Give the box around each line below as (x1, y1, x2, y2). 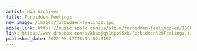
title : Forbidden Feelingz (6, 14, 72, 20)
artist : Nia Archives (6, 8, 59, 15)
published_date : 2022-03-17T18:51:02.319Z (6, 36, 111, 42)
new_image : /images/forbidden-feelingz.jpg (6, 19, 114, 25)
